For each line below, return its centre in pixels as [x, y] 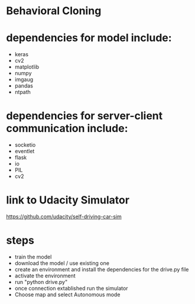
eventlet [25, 151]
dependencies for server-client [84, 116]
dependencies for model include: [89, 38]
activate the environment [45, 276]
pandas [24, 86]
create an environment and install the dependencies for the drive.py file [102, 269]
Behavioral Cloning [54, 11]
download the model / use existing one [62, 263]
